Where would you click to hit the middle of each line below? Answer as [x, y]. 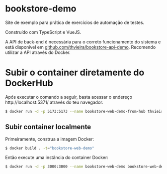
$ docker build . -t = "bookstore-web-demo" [50, 148]
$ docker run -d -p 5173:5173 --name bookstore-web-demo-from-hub [75, 111]
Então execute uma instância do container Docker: [57, 158]
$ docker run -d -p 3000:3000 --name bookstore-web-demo [65, 167]
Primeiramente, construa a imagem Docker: [50, 139]
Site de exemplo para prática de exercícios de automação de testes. [75, 22]
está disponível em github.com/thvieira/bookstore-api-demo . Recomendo [81, 47]
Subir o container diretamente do [75, 73]
